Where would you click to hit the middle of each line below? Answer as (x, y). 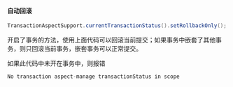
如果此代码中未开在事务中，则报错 (56, 63)
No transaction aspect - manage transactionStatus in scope (93, 77)
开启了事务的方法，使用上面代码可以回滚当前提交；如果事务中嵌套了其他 (111, 40)
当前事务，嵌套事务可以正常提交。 (93, 49)
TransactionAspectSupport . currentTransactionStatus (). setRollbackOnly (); (117, 26)
